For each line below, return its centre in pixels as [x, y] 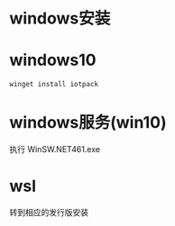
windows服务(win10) [88, 123]
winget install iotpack [54, 85]
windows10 [53, 60]
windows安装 [60, 18]
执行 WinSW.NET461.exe [55, 149]
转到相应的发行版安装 [49, 212]
